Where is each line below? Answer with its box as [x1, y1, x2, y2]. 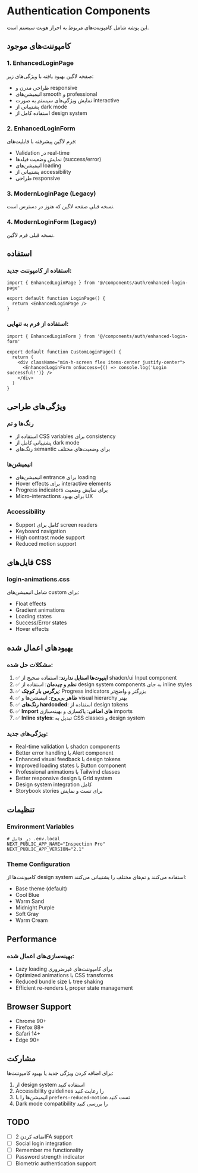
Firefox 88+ [15, 1024, 44, 1031]
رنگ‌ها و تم [7, 419, 34, 427]
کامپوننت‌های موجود [7, 41, 71, 51]
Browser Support [7, 1002, 72, 1012]
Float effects [15, 600, 46, 608]
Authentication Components [7, 4, 150, 18]
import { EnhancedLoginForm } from [7, 333, 95, 339]
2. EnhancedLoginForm [7, 124, 76, 132]
